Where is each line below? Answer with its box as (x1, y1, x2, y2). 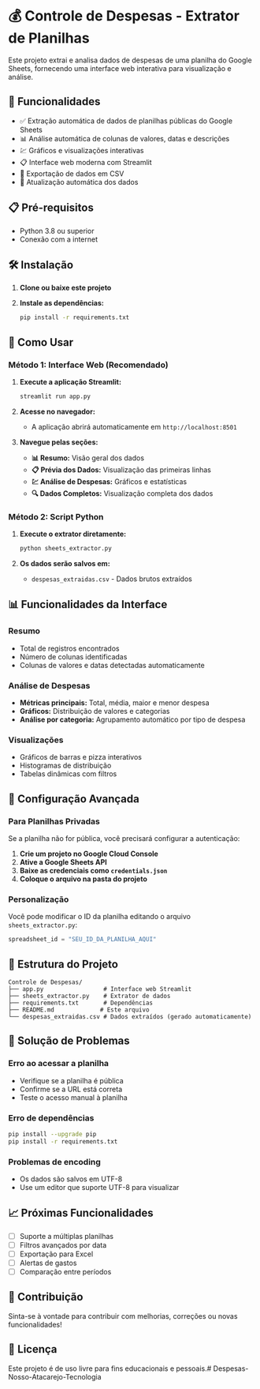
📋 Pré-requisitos (8, 201, 95, 215)
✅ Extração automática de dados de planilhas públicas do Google (19, 116, 233, 126)
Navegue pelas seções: (19, 437, 98, 447)
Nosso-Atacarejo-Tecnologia (8, 1372, 102, 1381)
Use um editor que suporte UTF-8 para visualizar (19, 1182, 180, 1192)
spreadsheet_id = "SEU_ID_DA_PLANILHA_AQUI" (8, 936, 157, 944)
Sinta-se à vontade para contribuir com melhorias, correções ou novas (8, 1311, 238, 1320)
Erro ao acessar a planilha (8, 1058, 109, 1069)
